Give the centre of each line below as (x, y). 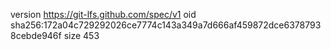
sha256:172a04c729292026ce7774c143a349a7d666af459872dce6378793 (166, 25)
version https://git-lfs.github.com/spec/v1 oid (103, 14)
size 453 (81, 35)
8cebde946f (36, 35)
